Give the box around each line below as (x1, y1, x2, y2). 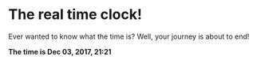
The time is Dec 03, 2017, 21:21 (8, 47, 112, 56)
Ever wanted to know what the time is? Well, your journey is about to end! (8, 32, 250, 41)
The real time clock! (8, 6, 142, 24)
